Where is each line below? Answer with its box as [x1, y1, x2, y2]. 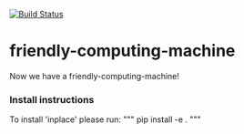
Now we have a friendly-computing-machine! [9, 70, 180, 81]
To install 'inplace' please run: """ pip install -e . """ [9, 114, 202, 125]
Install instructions [9, 93, 95, 106]
